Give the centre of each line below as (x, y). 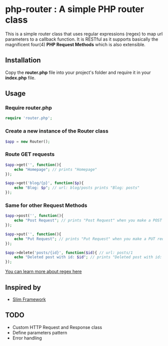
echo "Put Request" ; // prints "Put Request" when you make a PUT (85, 239)
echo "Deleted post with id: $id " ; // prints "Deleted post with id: (88, 257)
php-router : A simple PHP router (74, 9)
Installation (23, 61)
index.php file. (20, 78)
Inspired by (23, 287)
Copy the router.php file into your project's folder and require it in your (78, 72)
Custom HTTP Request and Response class (57, 327)
